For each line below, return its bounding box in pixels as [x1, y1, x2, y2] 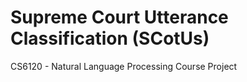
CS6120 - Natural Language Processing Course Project [10, 60, 238, 72]
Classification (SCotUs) [10, 27, 210, 50]
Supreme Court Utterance [10, 6, 229, 29]
